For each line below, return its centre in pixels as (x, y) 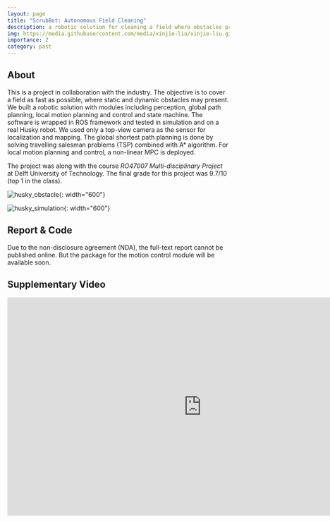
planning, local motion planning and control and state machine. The (105, 114)
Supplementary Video (56, 285)
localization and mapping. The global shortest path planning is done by (110, 137)
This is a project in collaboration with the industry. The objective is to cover (116, 92)
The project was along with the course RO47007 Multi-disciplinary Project (115, 166)
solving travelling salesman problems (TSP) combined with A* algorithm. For (118, 145)
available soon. (29, 262)
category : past (30, 47)
